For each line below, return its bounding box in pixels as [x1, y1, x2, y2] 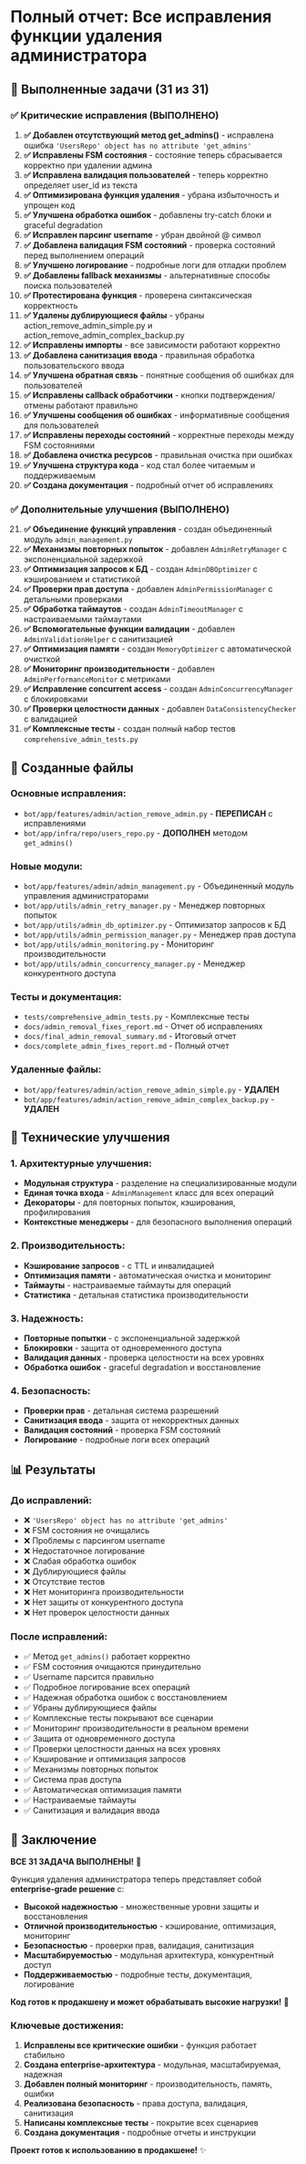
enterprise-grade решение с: [10, 1884, 125, 1895]
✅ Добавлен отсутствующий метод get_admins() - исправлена [23, 130, 274, 140]
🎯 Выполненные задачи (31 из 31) [10, 81, 209, 97]
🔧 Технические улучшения [10, 1129, 170, 1146]
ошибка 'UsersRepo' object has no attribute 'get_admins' [23, 140, 252, 151]
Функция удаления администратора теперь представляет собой [10, 1874, 262, 1885]
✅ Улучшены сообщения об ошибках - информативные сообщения [23, 409, 291, 421]
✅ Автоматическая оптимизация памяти [23, 1784, 182, 1795]
